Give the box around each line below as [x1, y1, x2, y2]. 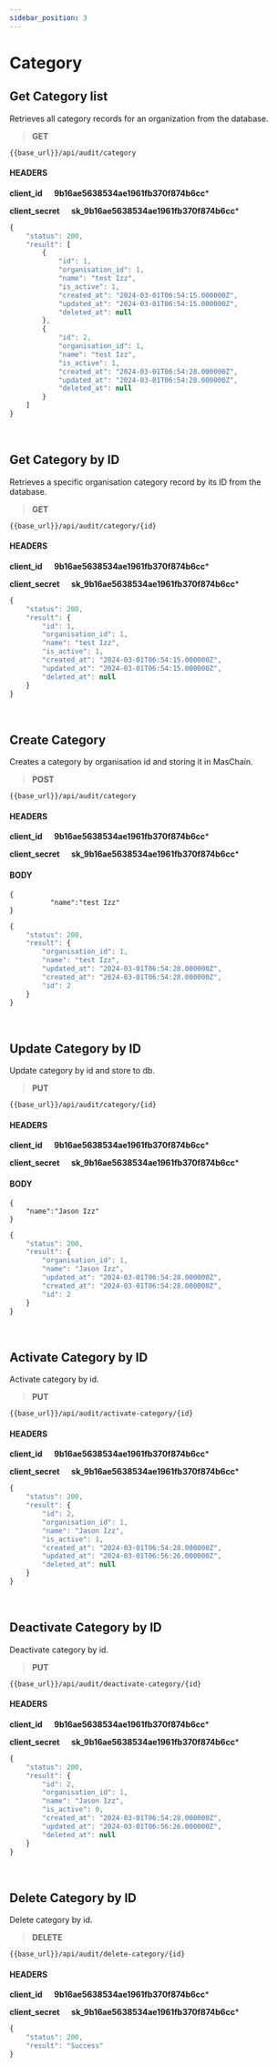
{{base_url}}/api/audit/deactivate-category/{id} [9, 1679, 202, 1689]
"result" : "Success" [26, 2041, 104, 2051]
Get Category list [9, 88, 108, 105]
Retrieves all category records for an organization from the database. [9, 113, 269, 124]
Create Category [9, 732, 107, 747]
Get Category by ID [9, 452, 120, 468]
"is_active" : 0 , [42, 1805, 104, 1815]
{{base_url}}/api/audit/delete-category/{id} [9, 1949, 185, 1959]
